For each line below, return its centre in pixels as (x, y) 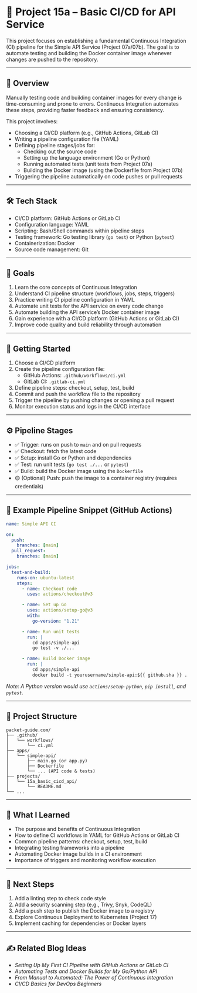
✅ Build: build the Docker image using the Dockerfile (79, 471)
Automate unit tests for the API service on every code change (89, 306)
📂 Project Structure (42, 716)
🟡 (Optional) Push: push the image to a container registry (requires (96, 478)
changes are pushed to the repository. (52, 59)
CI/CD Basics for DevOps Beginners (58, 984)
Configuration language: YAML (52, 224)
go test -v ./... (53, 648)
